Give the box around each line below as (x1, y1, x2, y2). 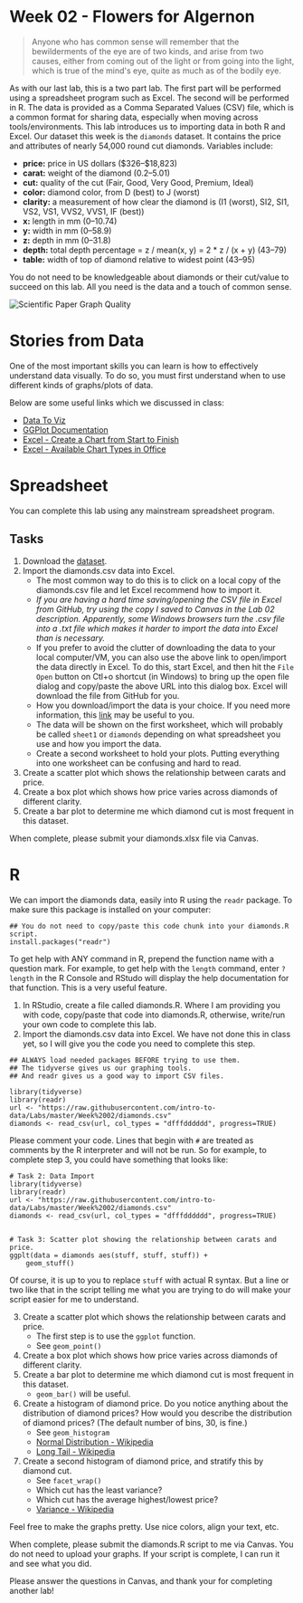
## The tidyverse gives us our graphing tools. (9, 1064, 193, 1073)
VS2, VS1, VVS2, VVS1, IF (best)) (22, 205, 145, 216)
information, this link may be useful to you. (35, 709, 195, 720)
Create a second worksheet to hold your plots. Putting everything (35, 748, 280, 759)
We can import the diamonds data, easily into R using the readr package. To (9, 894, 292, 905)
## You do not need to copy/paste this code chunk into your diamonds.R (9, 921, 289, 930)
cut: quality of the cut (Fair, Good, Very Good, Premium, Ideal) (22, 177, 254, 187)
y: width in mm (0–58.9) (22, 224, 112, 236)
